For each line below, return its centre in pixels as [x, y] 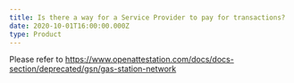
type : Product [36, 34]
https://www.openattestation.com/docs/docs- [150, 60]
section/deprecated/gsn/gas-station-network [93, 69]
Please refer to [37, 60]
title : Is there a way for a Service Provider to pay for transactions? [147, 17]
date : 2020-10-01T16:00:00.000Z [69, 26]
